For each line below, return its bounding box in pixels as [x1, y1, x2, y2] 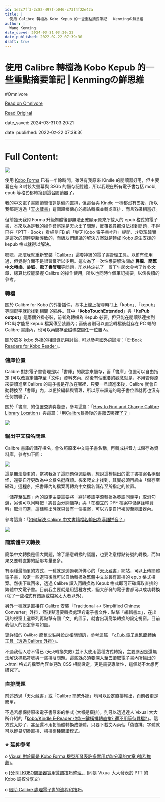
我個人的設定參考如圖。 [5, 621, 53, 627]
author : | [5, 21, 26, 26]
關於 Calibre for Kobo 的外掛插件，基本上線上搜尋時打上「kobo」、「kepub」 [5, 301, 158, 308]
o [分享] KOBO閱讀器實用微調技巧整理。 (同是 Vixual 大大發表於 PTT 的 [5, 770, 149, 776]
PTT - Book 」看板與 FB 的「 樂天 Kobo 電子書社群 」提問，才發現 [18, 229, 148, 234]
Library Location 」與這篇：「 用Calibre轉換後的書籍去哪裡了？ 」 [5, 410, 132, 416]
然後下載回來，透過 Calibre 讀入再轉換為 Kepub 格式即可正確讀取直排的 [13, 580, 158, 586]
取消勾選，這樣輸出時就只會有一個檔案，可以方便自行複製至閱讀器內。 [13, 506, 156, 512]
